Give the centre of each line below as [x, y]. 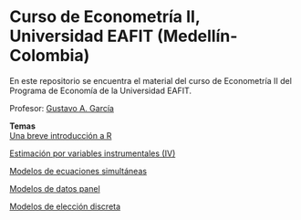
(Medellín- [197, 36]
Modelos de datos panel [55, 188]
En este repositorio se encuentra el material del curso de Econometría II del [150, 80]
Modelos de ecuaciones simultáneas [78, 171]
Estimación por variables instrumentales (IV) [93, 153]
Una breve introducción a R [61, 135]
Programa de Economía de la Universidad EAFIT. [101, 90]
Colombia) [50, 56]
